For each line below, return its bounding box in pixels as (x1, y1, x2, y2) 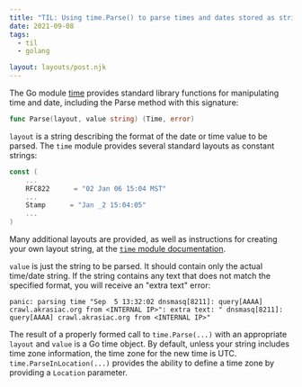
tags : (9, 30, 30, 39)
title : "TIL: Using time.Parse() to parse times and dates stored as (9, 13, 276, 22)
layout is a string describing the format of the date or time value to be (9, 130, 268, 141)
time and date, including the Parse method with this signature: (9, 97, 239, 108)
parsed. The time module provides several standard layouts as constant (9, 140, 275, 151)
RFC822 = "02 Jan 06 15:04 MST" (25, 184, 167, 193)
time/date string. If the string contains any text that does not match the (9, 271, 271, 281)
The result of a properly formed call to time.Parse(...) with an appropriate (9, 329, 288, 339)
